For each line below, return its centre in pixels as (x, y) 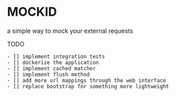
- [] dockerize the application (53, 62)
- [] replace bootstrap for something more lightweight (88, 86)
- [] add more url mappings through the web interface (87, 80)
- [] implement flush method (48, 74)
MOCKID (32, 12)
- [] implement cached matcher (52, 68)
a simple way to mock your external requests (70, 31)
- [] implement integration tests (56, 56)
